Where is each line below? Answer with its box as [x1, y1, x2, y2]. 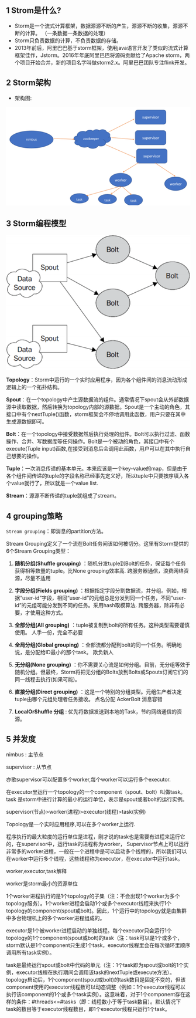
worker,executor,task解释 [6, 867, 67, 874]
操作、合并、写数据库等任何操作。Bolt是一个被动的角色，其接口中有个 [6, 438, 174, 445]
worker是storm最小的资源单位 [6, 880, 78, 887]
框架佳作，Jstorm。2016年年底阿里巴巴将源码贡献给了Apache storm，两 [14, 52, 190, 59]
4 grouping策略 [6, 511, 63, 521]
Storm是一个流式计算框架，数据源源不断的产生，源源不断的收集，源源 [14, 22, 183, 29]
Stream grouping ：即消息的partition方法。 [6, 527, 107, 535]
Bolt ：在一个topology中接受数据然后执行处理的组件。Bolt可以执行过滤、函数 [6, 431, 190, 438]
